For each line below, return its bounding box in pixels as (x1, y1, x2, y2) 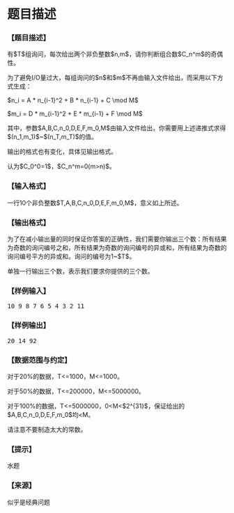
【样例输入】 (7, 286, 51, 296)
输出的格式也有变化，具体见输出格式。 (7, 148, 117, 156)
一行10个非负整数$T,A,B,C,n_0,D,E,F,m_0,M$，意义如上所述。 (7, 198, 183, 207)
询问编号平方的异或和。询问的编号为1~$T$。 (7, 252, 136, 261)
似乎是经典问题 (7, 498, 50, 506)
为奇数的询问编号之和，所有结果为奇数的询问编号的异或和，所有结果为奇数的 (7, 244, 227, 252)
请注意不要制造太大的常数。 (7, 425, 87, 434)
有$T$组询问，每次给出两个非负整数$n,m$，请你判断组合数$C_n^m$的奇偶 (7, 50, 224, 58)
